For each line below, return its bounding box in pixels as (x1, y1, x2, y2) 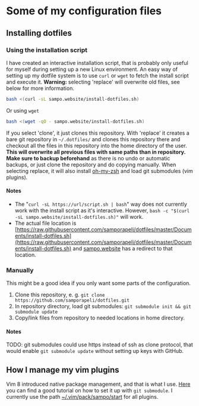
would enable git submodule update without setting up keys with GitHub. (6, 348, 184, 355)
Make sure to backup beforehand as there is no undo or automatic (6, 154, 170, 162)
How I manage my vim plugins (6, 365, 119, 375)
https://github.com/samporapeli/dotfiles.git (14, 297, 129, 303)
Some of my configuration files (6, 4, 162, 18)
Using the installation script (6, 46, 88, 54)
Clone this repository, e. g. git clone (14, 291, 105, 299)
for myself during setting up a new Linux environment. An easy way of (6, 66, 178, 73)
